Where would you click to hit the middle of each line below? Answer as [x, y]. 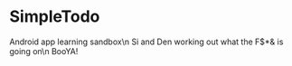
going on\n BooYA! [44, 51]
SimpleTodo [55, 17]
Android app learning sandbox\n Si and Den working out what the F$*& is [146, 42]
